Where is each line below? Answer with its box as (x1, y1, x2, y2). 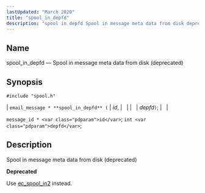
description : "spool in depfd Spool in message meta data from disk (6, 20, 184, 26)
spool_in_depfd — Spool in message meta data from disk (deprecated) (6, 59, 184, 67)
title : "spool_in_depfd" (6, 15, 70, 21)
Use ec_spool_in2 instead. (6, 180, 72, 187)
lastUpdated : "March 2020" (6, 9, 75, 15)
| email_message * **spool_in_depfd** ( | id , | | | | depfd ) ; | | (6, 104, 168, 111)
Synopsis (6, 77, 43, 87)
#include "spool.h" (6, 93, 56, 99)
